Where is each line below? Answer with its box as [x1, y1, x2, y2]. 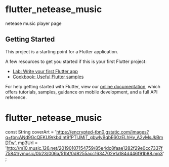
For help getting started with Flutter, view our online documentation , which [5, 83, 161, 89]
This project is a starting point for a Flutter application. [5, 48, 118, 54]
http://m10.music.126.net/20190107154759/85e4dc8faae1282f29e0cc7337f [7, 145, 163, 151]
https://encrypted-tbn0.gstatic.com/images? [56, 128, 149, 135]
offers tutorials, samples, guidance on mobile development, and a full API [5, 89, 158, 95]
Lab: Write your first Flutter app [12, 68, 78, 74]
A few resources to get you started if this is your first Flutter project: [5, 58, 147, 64]
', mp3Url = [14, 140, 38, 146]
